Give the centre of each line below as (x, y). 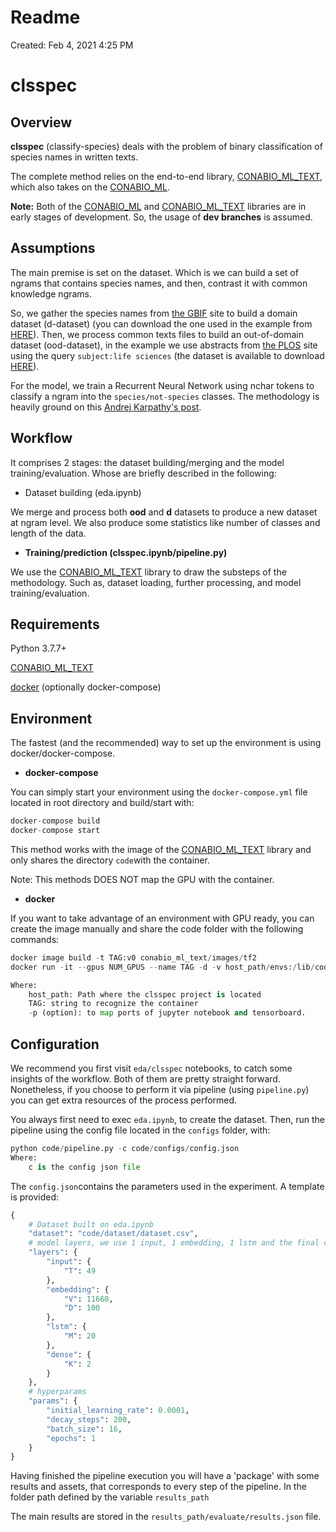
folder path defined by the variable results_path (110, 1497)
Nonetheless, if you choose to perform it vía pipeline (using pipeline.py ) (160, 1089)
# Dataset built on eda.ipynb (91, 1224)
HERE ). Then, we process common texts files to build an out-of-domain (157, 334)
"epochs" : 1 (71, 1438)
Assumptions (53, 248)
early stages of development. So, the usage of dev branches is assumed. (161, 217)
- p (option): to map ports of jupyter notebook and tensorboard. (167, 1013)
